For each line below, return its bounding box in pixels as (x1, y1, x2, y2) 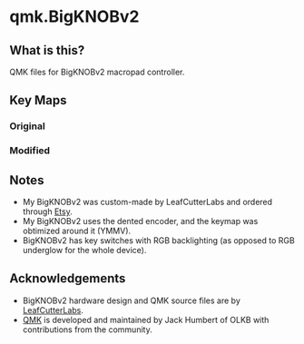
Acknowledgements (9, 270, 126, 287)
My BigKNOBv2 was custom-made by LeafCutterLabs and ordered (22, 197, 273, 208)
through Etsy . (22, 206, 73, 217)
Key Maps (9, 93, 67, 108)
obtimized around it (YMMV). (22, 225, 132, 237)
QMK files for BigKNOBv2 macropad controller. (9, 66, 185, 77)
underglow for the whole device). (22, 245, 147, 256)
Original (9, 120, 45, 133)
